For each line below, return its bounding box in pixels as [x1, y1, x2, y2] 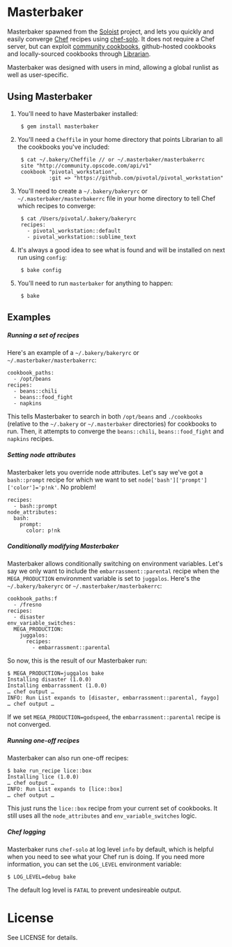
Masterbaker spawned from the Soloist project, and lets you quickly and [7, 27, 215, 36]
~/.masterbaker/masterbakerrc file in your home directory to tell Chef [17, 194, 216, 203]
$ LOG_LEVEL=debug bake [7, 873, 77, 881]
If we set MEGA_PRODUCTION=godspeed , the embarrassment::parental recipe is [7, 713, 221, 721]
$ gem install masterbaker [20, 123, 99, 130]
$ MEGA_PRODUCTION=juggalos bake [7, 670, 105, 677]
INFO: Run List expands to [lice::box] [7, 786, 123, 793]
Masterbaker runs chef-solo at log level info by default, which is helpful [7, 845, 214, 853]
